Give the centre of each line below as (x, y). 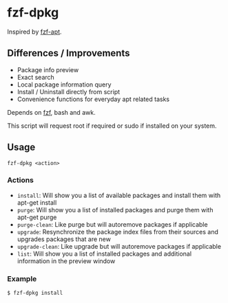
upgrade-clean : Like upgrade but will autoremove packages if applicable (119, 246)
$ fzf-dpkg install (35, 293)
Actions (21, 180)
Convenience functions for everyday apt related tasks (93, 99)
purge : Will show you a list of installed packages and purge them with (115, 210)
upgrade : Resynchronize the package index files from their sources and (117, 232)
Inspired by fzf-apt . (34, 32)
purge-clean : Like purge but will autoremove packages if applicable (112, 224)
